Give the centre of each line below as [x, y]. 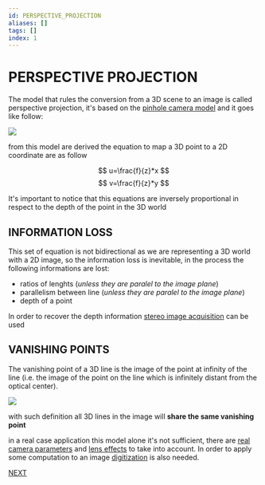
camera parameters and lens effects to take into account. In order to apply [130, 448]
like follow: [26, 116]
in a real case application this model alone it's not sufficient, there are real [129, 440]
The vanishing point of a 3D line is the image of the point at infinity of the [128, 369]
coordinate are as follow [48, 156]
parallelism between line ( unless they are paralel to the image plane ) [132, 292]
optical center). [33, 386]
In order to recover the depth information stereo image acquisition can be [129, 316]
